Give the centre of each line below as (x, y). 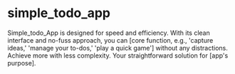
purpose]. (22, 63)
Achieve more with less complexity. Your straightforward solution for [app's (118, 55)
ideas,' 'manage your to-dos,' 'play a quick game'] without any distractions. (117, 48)
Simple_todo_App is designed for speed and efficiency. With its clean (109, 33)
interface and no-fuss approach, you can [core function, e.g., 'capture (110, 40)
